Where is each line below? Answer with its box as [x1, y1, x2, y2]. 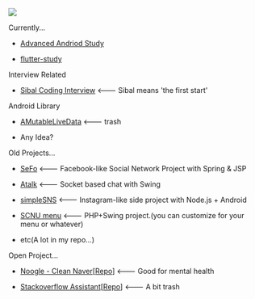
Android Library [8, 101, 61, 111]
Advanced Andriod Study [19, 39, 105, 48]
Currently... [8, 23, 46, 32]
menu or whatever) [19, 219, 84, 229]
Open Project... [8, 251, 59, 260]
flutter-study [19, 54, 62, 64]
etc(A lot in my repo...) [19, 235, 95, 244]
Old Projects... [8, 148, 56, 158]
